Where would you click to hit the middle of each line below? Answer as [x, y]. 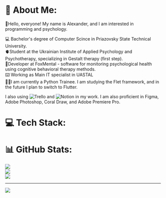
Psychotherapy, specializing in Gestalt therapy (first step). [64, 58]
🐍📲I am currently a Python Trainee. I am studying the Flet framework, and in [82, 81]
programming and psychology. [36, 29]
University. [16, 46]
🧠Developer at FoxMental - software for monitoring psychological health [79, 64]
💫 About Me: [31, 10]
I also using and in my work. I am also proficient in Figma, [82, 96]
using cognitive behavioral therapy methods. [50, 69]
